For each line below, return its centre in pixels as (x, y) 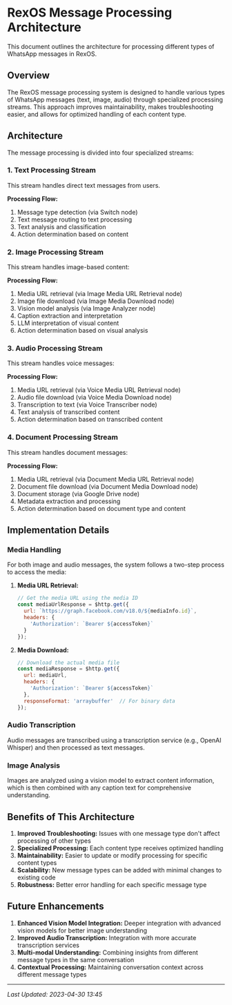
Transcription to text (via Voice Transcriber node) (87, 404)
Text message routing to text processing (75, 219)
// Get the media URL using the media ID (77, 598)
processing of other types (54, 841)
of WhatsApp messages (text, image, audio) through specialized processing (115, 99)
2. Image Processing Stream (55, 252)
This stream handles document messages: (67, 452)
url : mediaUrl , (46, 675)
